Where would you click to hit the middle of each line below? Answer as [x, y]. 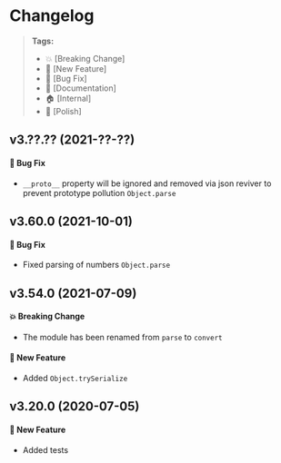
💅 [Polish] [63, 111]
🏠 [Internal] [68, 98]
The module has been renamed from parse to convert [122, 337]
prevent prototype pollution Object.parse [99, 192]
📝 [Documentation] [80, 88]
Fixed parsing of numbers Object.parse [96, 265]
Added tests [45, 449]
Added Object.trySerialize [75, 378]
